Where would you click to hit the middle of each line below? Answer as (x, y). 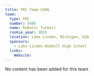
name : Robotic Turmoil (33, 28)
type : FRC (19, 19)
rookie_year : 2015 (29, 32)
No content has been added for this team (47, 69)
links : (16, 51)
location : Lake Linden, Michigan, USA (49, 37)
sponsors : (19, 42)
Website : (23, 55)
